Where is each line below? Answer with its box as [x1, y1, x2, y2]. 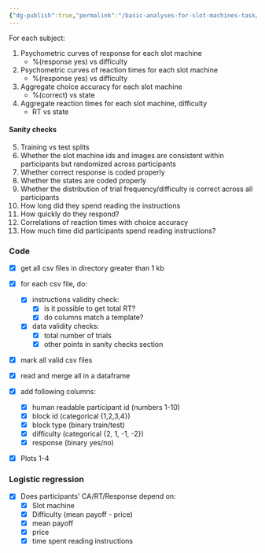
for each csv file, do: [20, 279, 87, 289]
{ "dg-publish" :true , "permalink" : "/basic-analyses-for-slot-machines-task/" [9, 11, 263, 20]
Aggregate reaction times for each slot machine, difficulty [20, 98, 208, 108]
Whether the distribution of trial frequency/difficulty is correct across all [20, 184, 253, 194]
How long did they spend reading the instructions [20, 201, 181, 210]
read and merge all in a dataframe [20, 371, 131, 380]
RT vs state [31, 107, 69, 116]
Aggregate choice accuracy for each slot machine [20, 82, 183, 91]
